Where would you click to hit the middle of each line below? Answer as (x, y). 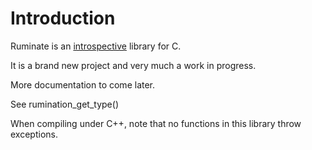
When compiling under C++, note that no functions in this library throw (156, 123)
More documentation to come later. (83, 84)
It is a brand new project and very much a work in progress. (133, 65)
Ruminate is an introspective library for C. (96, 46)
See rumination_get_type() (64, 104)
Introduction (63, 18)
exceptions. (34, 134)
